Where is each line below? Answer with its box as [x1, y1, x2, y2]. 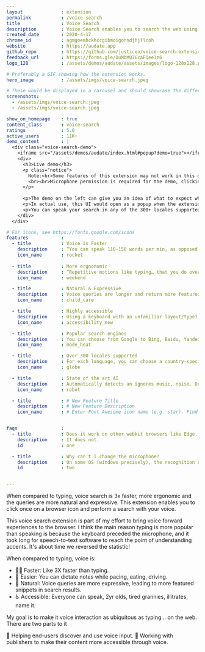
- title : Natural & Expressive [12, 285, 121, 292]
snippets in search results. [15, 586, 82, 593]
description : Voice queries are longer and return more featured [17, 291, 201, 298]
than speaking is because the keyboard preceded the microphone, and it [6, 530, 189, 538]
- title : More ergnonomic [12, 263, 108, 269]
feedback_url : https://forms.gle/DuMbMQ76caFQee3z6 [6, 54, 163, 60]
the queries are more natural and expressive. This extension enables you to [6, 499, 196, 506]
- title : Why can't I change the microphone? [12, 453, 160, 460]
